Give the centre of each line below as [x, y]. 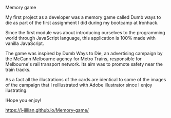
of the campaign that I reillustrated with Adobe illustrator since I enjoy [79, 85]
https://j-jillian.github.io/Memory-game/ [47, 110]
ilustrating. [17, 90]
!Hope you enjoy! [23, 100]
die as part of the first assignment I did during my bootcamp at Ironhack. [82, 23]
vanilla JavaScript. [25, 43]
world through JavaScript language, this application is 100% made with [80, 38]
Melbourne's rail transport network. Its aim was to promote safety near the [84, 64]
